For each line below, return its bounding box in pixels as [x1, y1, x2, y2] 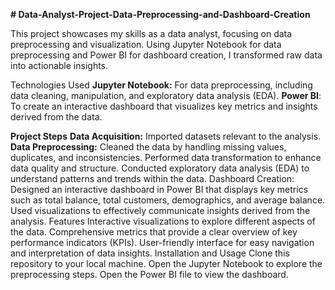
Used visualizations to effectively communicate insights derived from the [10, 205, 311, 216]
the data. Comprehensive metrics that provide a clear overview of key [10, 226, 298, 238]
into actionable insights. [10, 60, 109, 71]
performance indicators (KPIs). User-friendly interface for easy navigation [10, 237, 315, 248]
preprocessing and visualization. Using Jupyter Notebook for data [10, 39, 282, 50]
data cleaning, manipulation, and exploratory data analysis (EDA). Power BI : [10, 90, 322, 101]
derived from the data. [10, 111, 103, 123]
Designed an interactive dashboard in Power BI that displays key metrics [10, 184, 309, 195]
